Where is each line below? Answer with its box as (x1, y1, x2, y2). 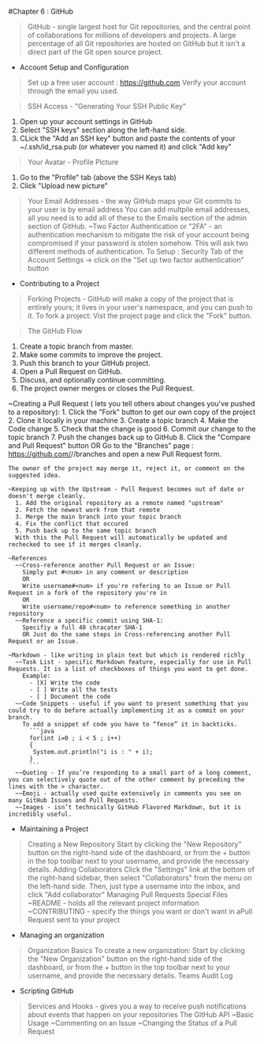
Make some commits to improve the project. (19, 350, 163, 359)
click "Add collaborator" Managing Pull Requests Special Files (27, 890, 229, 899)
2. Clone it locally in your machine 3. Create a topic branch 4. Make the (8, 416, 239, 425)
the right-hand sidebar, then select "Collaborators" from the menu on (27, 873, 252, 882)
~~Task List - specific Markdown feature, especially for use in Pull (15, 658, 252, 666)
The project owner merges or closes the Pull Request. (19, 383, 195, 393)
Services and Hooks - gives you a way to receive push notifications (27, 1001, 247, 1011)
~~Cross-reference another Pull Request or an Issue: (15, 561, 195, 569)
